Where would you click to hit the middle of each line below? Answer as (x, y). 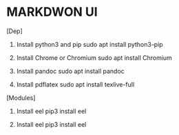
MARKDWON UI (52, 12)
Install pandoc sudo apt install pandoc (70, 71)
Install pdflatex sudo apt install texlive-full (75, 84)
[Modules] (21, 98)
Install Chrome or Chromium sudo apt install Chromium (94, 58)
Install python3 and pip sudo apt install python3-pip (89, 44)
